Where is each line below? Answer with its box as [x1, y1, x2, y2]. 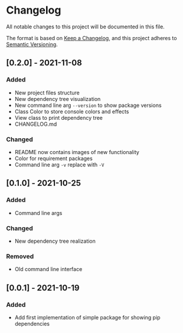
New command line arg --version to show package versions [14, 102, 162, 109]
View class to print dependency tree [14, 114, 103, 121]
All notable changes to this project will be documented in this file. [6, 23, 165, 30]
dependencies [14, 320, 50, 327]
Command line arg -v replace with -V [14, 161, 104, 168]
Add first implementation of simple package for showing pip [14, 314, 161, 321]
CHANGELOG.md [14, 120, 57, 128]
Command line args [14, 209, 63, 216]
